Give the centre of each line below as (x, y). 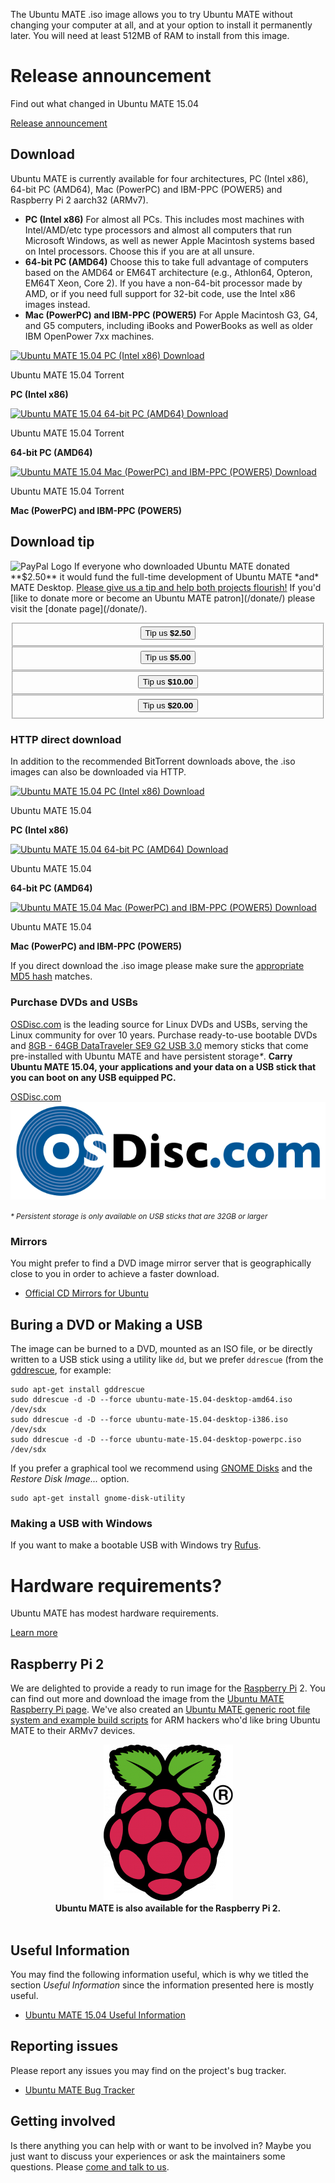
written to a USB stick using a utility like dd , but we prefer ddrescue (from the (167, 1360)
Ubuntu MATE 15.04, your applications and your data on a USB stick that (163, 1066)
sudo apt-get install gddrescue (77, 1390)
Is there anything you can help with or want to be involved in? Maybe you (161, 2145)
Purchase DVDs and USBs (74, 1002)
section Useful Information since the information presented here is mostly (162, 1985)
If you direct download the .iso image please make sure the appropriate (157, 966)
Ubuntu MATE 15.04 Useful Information (105, 2015)
